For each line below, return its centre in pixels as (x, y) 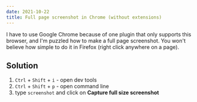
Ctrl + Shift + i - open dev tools (56, 80)
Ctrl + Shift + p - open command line (62, 86)
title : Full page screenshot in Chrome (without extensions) (84, 17)
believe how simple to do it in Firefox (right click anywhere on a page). (93, 47)
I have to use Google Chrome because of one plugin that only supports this (99, 34)
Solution (22, 65)
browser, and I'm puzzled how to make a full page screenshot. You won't (96, 41)
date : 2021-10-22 (28, 12)
